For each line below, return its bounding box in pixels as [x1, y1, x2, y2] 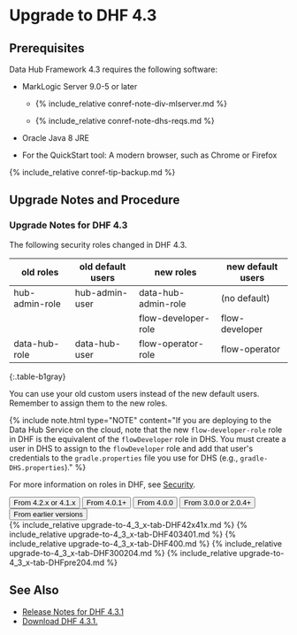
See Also [9, 583, 59, 598]
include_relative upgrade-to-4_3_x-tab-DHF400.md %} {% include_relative [9, 538, 283, 549]
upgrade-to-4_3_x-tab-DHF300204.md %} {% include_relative [9, 547, 238, 558]
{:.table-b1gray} [9, 371, 66, 382]
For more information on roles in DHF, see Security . [9, 479, 196, 490]
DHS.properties [9, 463, 65, 472]
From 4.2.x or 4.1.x [13, 498, 76, 507]
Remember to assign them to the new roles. [9, 398, 168, 408]
